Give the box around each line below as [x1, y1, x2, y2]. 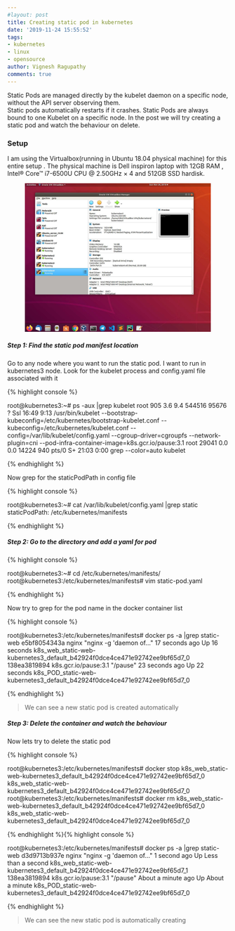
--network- [188, 431, 221, 439]
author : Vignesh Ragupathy [7, 63, 86, 70]
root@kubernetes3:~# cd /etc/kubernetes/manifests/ [7, 569, 161, 577]
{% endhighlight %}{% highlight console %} [7, 830, 135, 838]
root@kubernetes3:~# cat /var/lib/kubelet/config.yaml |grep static [7, 500, 199, 509]
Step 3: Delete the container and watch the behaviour [7, 719, 167, 728]
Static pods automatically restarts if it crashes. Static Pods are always [7, 105, 209, 114]
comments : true [7, 70, 52, 77]
